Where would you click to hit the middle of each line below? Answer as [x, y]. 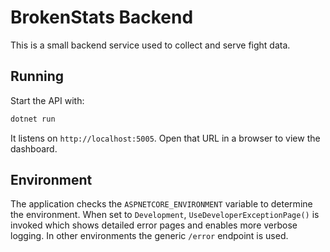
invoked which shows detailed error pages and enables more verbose [154, 225]
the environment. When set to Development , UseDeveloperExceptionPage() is [165, 215]
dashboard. [34, 148]
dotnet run [33, 119]
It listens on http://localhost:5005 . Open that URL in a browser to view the [165, 138]
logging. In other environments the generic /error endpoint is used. [149, 236]
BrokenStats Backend [102, 17]
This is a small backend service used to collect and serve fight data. [150, 45]
